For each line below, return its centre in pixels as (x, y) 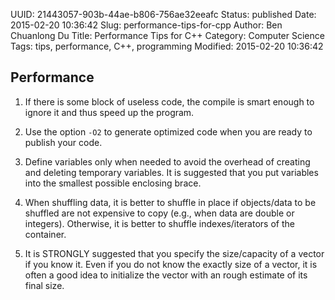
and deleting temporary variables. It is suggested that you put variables (171, 172)
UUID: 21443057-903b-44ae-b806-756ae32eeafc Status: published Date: (163, 14)
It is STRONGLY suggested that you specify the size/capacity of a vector (174, 253)
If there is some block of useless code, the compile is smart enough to (169, 101)
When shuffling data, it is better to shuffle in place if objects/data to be (170, 202)
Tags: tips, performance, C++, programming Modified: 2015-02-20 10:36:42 (167, 46)
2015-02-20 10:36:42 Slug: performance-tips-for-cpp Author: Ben (146, 25)
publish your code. (63, 142)
